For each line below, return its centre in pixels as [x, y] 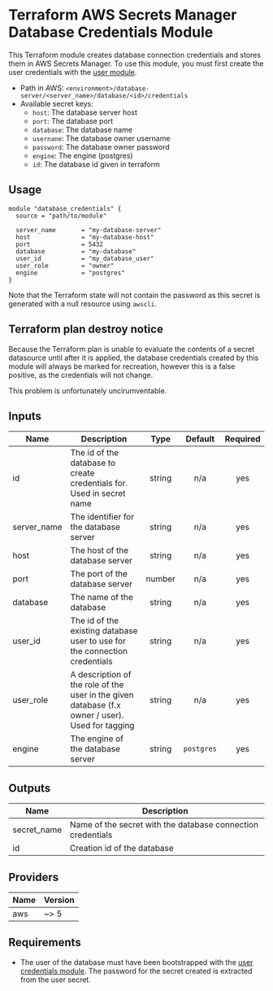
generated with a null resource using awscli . [82, 304]
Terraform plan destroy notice [86, 329]
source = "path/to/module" [61, 216]
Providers [34, 877]
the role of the [97, 685]
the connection [99, 651]
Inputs [25, 416]
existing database [104, 631]
